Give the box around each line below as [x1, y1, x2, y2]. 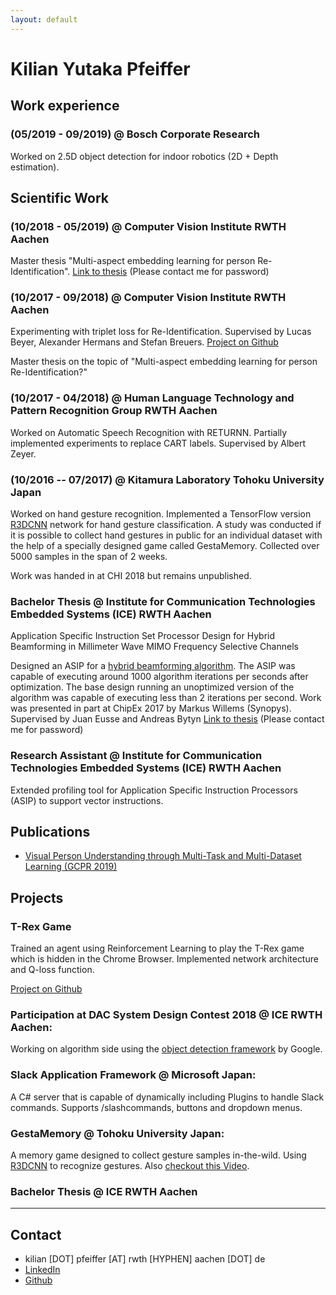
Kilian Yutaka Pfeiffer [10, 57, 191, 80]
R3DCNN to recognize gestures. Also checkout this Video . [10, 1160, 250, 1172]
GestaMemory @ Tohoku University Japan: [10, 1126, 225, 1140]
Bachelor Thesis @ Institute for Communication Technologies [10, 595, 316, 608]
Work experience [10, 97, 120, 115]
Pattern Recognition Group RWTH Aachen [10, 404, 218, 418]
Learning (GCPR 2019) [24, 861, 118, 873]
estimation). [10, 161, 60, 173]
